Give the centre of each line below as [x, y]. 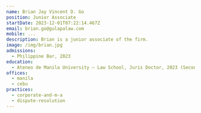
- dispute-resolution [39, 100]
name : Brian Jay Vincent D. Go [45, 12]
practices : [20, 90]
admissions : [21, 51]
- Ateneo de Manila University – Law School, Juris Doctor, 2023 [95, 67]
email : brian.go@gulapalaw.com [45, 28]
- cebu [20, 84]
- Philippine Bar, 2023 [41, 56]
